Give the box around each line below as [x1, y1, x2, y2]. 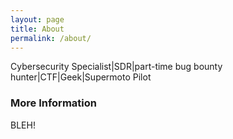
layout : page [10, 14, 65, 25]
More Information [10, 96, 97, 110]
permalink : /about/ [10, 33, 92, 43]
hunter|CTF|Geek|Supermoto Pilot [10, 71, 152, 83]
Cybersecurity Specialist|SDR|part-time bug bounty [10, 61, 223, 73]
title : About [10, 24, 65, 34]
